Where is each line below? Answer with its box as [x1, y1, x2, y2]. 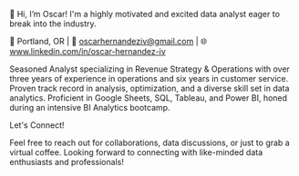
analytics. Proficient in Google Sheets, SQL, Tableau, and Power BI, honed [9, 93, 288, 103]
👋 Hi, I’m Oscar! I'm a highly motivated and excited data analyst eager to [9, 9, 281, 19]
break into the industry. [9, 18, 98, 29]
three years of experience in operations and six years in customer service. [9, 73, 289, 83]
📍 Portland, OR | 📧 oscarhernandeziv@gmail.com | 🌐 [9, 36, 208, 46]
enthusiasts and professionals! [9, 157, 125, 167]
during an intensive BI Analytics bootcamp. [9, 103, 170, 112]
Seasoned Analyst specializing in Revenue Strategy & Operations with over [9, 64, 290, 74]
